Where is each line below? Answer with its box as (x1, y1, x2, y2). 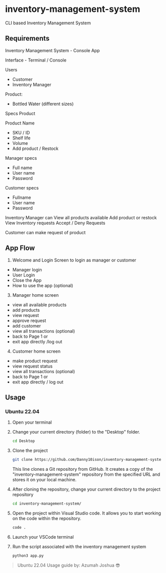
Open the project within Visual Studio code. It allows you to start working (12, 510, 161, 516)
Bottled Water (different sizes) (12, 101, 74, 107)
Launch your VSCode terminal (12, 534, 74, 540)
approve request (12, 318, 46, 323)
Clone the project (12, 447, 48, 453)
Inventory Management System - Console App (5, 47, 100, 53)
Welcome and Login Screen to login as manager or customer (12, 257, 136, 263)
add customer (12, 322, 41, 328)
